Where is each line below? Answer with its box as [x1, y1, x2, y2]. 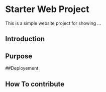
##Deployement [5, 65, 39, 71]
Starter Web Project [5, 4, 89, 15]
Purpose [5, 52, 33, 60]
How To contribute [5, 79, 64, 88]
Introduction [5, 35, 45, 43]
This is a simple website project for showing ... [5, 20, 101, 26]
